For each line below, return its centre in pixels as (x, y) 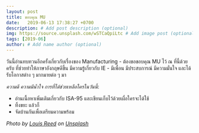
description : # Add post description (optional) (67, 28)
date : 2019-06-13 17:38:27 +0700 (50, 22)
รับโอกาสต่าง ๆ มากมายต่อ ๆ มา (36, 74)
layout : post (22, 12)
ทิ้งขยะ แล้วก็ (27, 105)
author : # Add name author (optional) (54, 45)
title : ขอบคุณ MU (26, 17)
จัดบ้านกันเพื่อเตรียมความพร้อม (44, 111)
